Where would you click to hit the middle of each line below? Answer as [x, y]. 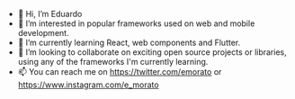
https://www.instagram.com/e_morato [88, 85]
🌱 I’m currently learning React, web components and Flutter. [129, 42]
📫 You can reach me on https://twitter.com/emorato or [120, 72]
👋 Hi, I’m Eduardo [50, 14]
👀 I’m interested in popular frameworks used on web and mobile [136, 23]
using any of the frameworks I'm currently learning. [113, 62]
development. [43, 33]
